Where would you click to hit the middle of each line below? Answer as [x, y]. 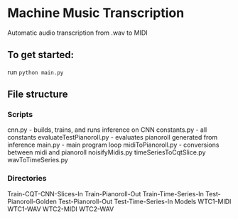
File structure [38, 95]
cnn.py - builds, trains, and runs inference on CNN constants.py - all [107, 130]
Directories [27, 179]
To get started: [41, 55]
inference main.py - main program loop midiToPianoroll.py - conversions [113, 145]
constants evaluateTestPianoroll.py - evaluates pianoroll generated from [113, 137]
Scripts [20, 115]
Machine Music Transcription [96, 13]
